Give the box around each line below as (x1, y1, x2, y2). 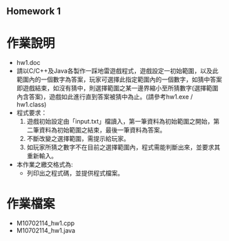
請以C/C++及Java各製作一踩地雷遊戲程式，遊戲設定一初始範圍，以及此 (16, 67, 219, 75)
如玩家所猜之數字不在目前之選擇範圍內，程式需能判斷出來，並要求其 (26, 143, 221, 151)
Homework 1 (6, 6, 61, 17)
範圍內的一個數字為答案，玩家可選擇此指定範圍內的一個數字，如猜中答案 (16, 75, 222, 84)
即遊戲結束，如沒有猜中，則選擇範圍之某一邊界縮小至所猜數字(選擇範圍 (16, 84, 219, 93)
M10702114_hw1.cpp (16, 219, 75, 227)
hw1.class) (16, 100, 47, 109)
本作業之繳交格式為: (16, 160, 73, 168)
